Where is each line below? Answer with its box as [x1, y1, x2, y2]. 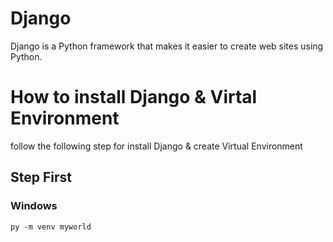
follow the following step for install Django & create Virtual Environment [10, 140, 303, 152]
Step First [10, 169, 72, 186]
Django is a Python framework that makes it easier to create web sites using [10, 40, 324, 52]
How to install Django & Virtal [10, 86, 258, 109]
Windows [10, 199, 58, 213]
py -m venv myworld [10, 222, 92, 232]
